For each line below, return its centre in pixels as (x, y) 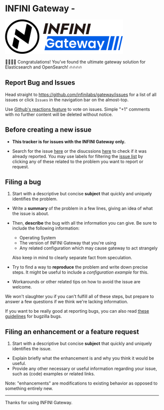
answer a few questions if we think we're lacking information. (67, 302)
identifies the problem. (35, 199)
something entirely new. (29, 388)
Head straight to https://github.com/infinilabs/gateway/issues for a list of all (81, 94)
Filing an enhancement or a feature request (72, 331)
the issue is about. (31, 214)
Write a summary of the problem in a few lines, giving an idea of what (82, 208)
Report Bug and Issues (40, 83)
